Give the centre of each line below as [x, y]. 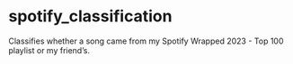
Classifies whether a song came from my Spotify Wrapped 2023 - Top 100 [146, 41]
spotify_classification [90, 16]
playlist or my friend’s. [49, 50]
